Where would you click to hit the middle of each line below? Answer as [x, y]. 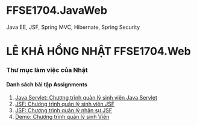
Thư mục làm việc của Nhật [47, 70]
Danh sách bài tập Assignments [47, 84]
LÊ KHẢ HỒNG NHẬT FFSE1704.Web [98, 51]
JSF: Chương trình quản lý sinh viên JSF [65, 104]
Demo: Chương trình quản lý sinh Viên [62, 117]
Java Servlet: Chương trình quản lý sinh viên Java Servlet [86, 98]
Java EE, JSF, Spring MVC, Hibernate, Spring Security [73, 27]
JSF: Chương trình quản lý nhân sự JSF [64, 110]
